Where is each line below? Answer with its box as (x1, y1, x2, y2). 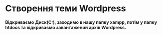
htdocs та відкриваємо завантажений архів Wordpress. (5, 24, 126, 30)
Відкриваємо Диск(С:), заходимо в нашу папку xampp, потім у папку (5, 19, 158, 25)
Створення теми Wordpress (5, 3, 126, 14)
